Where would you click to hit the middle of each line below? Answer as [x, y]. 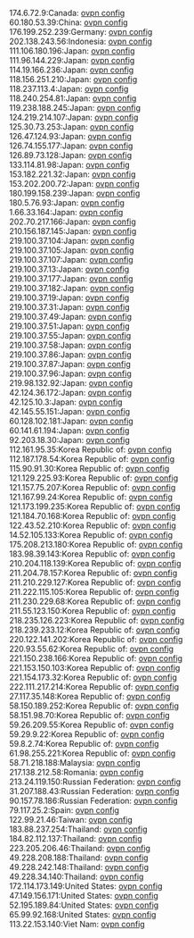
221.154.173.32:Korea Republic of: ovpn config [93, 677]
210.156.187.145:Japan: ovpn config [73, 231]
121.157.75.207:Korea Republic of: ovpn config [93, 487]
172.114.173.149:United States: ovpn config [86, 886]
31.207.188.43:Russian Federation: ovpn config [94, 791]
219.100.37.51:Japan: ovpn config [69, 326]
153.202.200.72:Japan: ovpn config [74, 184]
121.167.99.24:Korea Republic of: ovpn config [91, 497]
